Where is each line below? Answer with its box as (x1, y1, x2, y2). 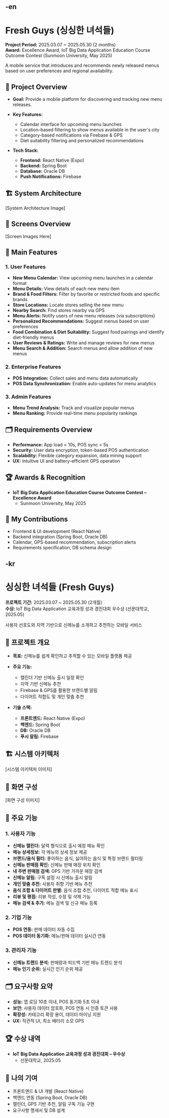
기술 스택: (12, 704, 32, 710)
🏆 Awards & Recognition (5, 473, 86, 482)
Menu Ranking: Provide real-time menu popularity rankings (12, 410, 138, 416)
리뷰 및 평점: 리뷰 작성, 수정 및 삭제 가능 (12, 893, 91, 899)
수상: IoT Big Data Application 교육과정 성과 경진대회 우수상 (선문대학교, (5, 605, 149, 611)
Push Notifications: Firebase (20, 174, 82, 180)
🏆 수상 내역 (5, 1034, 41, 1043)
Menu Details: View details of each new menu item (12, 286, 120, 292)
